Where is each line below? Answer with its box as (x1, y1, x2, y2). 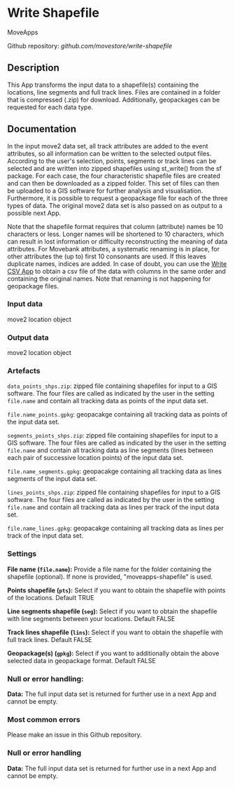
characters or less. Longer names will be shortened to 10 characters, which (7, 230, 225, 238)
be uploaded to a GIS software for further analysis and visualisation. (7, 186, 204, 195)
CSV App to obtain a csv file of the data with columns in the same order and (7, 267, 226, 275)
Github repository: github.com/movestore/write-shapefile (7, 41, 173, 50)
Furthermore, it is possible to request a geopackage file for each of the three (7, 194, 228, 202)
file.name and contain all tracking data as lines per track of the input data (7, 503, 220, 512)
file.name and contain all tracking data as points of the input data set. (7, 397, 208, 405)
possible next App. (7, 209, 62, 217)
